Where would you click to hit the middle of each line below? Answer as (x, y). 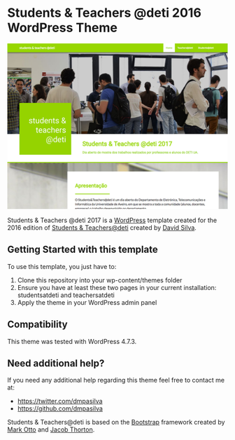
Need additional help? (56, 363)
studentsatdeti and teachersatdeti (66, 295)
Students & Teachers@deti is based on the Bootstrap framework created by (116, 422)
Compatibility (37, 325)
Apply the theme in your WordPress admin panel (87, 302)
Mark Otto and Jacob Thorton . (51, 429)
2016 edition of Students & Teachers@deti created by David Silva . (102, 227)
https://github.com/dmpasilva (60, 408)
